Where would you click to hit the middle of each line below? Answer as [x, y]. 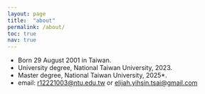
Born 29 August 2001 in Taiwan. [64, 60]
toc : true [22, 34]
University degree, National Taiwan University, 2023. [95, 68]
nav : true [22, 40]
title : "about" [31, 20]
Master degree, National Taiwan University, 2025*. [92, 76]
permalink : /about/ [36, 27]
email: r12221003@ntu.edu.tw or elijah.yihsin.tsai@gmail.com [107, 83]
